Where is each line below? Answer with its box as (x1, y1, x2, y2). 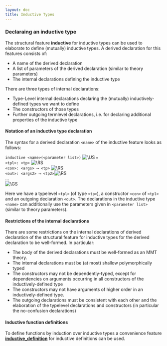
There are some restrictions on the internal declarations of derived (5, 229, 142, 235)
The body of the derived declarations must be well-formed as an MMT (12, 249, 157, 255)
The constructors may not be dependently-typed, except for (12, 270, 136, 276)
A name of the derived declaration (12, 60, 83, 66)
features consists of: (5, 50, 47, 56)
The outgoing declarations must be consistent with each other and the (12, 297, 157, 303)
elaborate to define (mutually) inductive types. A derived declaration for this (5, 45, 161, 51)
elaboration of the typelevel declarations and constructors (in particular (12, 302, 160, 308)
